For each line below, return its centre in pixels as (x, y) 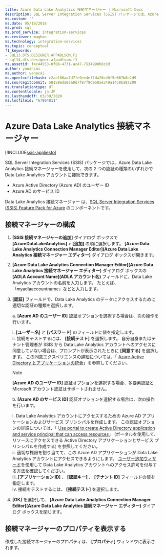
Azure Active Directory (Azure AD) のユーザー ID (61, 185)
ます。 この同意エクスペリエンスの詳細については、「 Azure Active (78, 357)
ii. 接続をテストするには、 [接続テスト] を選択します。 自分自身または (82, 338)
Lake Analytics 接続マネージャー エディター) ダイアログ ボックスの (79, 270)
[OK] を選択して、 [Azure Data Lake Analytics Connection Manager (82, 499)
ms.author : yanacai (25, 73)
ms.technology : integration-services (43, 42)
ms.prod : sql (18, 28)
